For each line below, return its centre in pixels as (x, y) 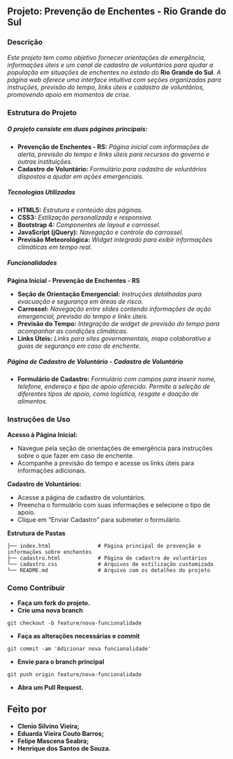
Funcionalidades (32, 263)
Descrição (25, 43)
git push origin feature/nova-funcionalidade (74, 675)
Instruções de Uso (39, 420)
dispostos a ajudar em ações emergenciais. (81, 176)
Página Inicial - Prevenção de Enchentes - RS (74, 280)
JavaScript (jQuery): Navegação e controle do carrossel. (100, 232)
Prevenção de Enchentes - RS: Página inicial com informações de (113, 146)
